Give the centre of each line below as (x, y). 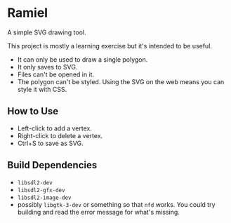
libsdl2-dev (35, 183)
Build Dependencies (52, 165)
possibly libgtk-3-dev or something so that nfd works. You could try (116, 204)
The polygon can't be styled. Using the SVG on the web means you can (121, 81)
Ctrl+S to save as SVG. (51, 143)
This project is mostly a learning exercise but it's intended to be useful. (110, 46)
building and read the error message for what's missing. (99, 212)
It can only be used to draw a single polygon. (82, 59)
